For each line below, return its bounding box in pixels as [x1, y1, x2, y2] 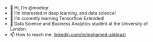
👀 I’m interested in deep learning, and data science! [9, 10, 116, 16]
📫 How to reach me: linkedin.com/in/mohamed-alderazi [9, 31, 126, 37]
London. [9, 26, 27, 32]
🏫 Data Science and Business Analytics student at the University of [9, 20, 148, 26]
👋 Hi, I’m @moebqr [9, 5, 49, 10]
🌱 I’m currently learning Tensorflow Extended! [9, 15, 105, 21]
